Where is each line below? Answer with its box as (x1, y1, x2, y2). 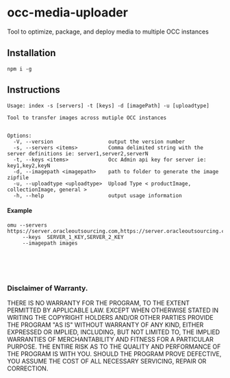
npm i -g (7, 65, 32, 73)
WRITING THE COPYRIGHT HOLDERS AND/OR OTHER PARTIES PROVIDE (7, 314, 214, 322)
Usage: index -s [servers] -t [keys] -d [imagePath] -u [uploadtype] (7, 102, 210, 109)
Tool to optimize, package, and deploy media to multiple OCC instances (7, 27, 209, 36)
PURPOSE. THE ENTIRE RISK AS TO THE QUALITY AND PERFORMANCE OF (7, 342, 221, 351)
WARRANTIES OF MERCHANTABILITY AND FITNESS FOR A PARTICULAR (7, 336, 214, 344)
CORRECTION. (7, 364, 49, 373)
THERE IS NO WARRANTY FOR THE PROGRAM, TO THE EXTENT (7, 299, 190, 307)
